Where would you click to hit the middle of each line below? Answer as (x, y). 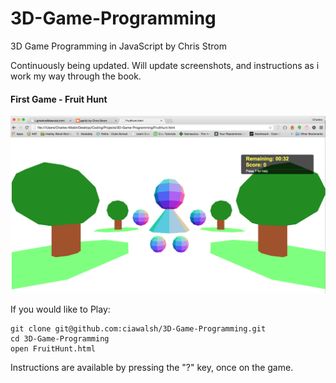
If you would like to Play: (60, 309)
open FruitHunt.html (53, 349)
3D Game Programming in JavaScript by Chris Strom (118, 46)
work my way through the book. (76, 76)
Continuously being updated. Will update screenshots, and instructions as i (165, 65)
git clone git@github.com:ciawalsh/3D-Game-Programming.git (138, 329)
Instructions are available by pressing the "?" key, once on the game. (152, 368)
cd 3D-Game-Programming (60, 339)
